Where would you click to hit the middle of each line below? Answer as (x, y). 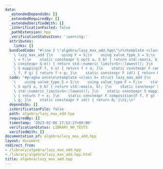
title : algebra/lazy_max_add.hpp (39, 159)
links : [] (24, 46)
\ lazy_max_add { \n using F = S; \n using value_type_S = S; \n (84, 55)
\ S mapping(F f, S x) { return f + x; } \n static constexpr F (82, 69)
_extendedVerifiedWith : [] (37, 23)
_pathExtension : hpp (30, 32)
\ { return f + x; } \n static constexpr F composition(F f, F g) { (87, 95)
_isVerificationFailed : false (40, 28)
